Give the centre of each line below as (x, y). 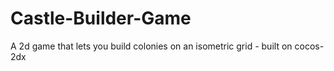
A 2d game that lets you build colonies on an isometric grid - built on (151, 46)
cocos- (309, 46)
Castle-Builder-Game (101, 18)
